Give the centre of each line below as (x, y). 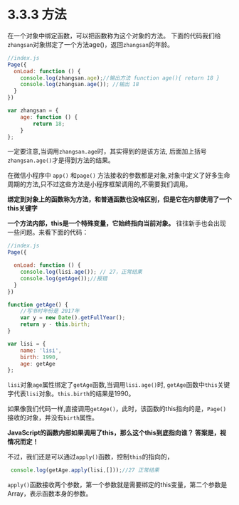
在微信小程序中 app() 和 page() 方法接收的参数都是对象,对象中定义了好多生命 (119, 176)
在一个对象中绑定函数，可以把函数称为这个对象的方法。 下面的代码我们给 (114, 36)
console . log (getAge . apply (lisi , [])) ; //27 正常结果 (85, 470)
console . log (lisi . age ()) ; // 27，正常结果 (81, 272)
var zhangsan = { (33, 111)
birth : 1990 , (39, 357)
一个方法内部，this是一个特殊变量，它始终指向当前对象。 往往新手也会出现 (117, 223)
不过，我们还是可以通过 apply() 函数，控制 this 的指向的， (90, 457)
